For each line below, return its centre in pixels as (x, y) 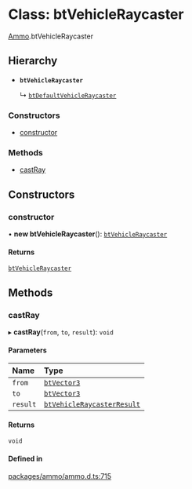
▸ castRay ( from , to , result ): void (61, 332)
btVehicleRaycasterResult (92, 405)
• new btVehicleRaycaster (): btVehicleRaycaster (88, 234)
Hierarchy (33, 61)
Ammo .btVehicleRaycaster (51, 36)
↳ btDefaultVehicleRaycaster (68, 95)
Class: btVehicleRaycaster (96, 15)
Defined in (25, 458)
